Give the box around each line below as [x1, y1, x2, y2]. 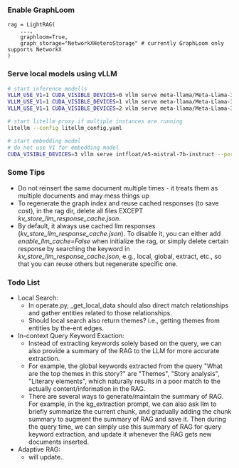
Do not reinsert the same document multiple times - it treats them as [17, 183, 218, 192]
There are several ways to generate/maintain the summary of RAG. [28, 392, 224, 401]
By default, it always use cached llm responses [17, 221, 156, 230]
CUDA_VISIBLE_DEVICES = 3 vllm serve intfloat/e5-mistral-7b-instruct [7, 151, 215, 158]
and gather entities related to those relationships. [28, 309, 173, 317]
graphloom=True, [20, 34, 69, 41]
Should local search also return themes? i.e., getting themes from [28, 316, 221, 325]
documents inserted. [28, 437, 90, 447]
